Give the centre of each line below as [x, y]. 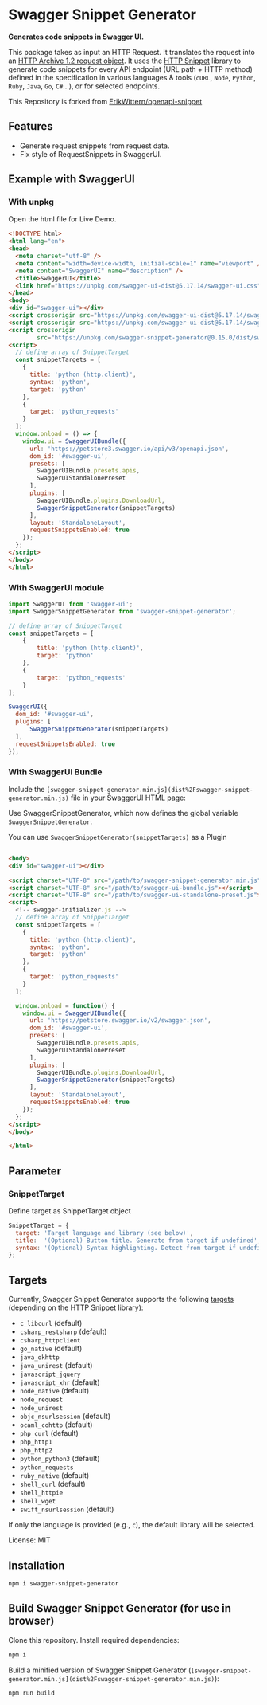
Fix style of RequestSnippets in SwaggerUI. [91, 154]
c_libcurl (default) [51, 1323]
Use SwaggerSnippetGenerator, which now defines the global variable [123, 813]
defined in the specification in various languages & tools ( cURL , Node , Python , [132, 77]
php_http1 [36, 1442]
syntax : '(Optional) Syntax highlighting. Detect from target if [126, 1248]
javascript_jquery [50, 1375]
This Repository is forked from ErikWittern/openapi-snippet [105, 101]
